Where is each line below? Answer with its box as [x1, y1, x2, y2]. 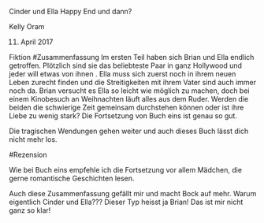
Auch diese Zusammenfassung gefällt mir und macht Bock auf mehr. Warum [9, 189, 257, 198]
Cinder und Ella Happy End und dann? [9, 7, 132, 16]
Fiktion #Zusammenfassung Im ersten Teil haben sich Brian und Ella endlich [9, 53, 255, 61]
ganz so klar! [9, 206, 51, 215]
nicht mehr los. [9, 135, 58, 144]
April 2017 [20, 37, 54, 46]
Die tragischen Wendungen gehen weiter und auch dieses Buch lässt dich [9, 126, 249, 136]
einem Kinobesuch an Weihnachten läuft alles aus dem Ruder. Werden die [9, 95, 249, 103]
